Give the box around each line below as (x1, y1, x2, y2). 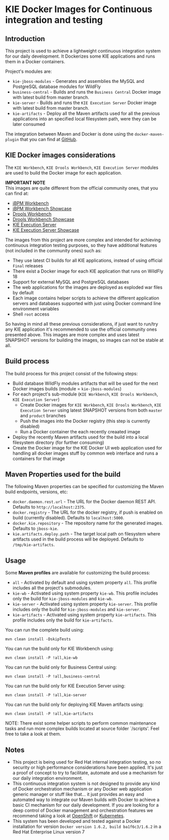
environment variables (12, 305, 60, 312)
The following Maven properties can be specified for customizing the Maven (5, 483, 164, 490)
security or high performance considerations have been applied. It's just (12, 765, 163, 771)
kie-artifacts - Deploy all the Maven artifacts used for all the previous (12, 110, 160, 116)
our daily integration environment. (12, 775, 83, 781)
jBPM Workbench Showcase (12, 205, 72, 211)
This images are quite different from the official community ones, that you (5, 185, 158, 191)
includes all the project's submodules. (12, 585, 92, 591)
